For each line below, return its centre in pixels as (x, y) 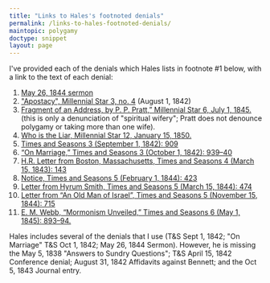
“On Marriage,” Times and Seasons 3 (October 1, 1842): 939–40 (126, 153)
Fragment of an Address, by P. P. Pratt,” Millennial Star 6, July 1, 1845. (136, 110)
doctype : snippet (38, 38)
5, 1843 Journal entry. (45, 271)
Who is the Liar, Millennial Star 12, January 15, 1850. (106, 135)
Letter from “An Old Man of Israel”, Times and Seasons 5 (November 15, (139, 195)
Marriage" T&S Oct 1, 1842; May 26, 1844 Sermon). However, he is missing (133, 245)
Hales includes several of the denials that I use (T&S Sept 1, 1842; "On (125, 236)
